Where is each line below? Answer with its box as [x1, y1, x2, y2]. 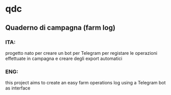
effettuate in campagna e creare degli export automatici [5, 55, 123, 61]
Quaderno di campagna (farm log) [5, 23, 116, 32]
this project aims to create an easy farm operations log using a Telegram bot [5, 80, 166, 86]
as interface [5, 85, 31, 91]
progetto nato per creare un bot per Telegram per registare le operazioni [5, 50, 157, 56]
